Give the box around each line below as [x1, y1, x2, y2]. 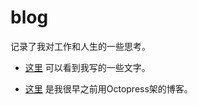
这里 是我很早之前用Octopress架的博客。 [24, 82, 193, 95]
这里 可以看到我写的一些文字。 [24, 61, 151, 73]
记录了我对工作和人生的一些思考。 [10, 40, 151, 52]
